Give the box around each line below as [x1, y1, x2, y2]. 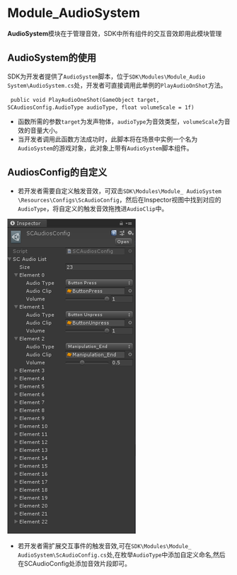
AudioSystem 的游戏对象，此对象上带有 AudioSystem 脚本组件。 [17, 144, 193, 152]
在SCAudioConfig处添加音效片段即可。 [17, 559, 132, 567]
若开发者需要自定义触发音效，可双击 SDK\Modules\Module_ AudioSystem [17, 186, 221, 195]
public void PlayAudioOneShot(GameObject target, [10, 96, 160, 103]
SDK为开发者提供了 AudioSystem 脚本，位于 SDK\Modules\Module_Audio [7, 72, 206, 81]
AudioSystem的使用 [7, 52, 97, 64]
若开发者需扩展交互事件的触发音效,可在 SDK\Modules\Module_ [17, 541, 192, 550]
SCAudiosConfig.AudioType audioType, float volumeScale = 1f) [7, 104, 195, 111]
